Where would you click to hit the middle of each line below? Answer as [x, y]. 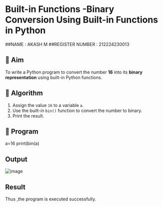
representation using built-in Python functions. [54, 77]
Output [16, 159]
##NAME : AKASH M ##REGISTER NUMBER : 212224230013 [67, 44]
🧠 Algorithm [24, 93]
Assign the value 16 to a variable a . [48, 105]
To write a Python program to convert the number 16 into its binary [74, 72]
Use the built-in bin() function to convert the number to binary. [77, 110]
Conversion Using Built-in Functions [82, 20]
